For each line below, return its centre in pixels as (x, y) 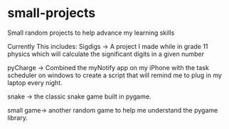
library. (18, 118)
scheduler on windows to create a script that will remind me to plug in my (115, 75)
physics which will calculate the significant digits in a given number (106, 54)
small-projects (52, 13)
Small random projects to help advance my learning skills (91, 33)
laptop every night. (35, 82)
